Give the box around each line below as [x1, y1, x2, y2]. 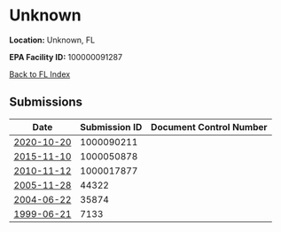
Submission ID [79, 120, 143, 133]
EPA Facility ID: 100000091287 [9, 51, 122, 62]
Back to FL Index [9, 68, 71, 80]
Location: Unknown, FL [9, 35, 96, 45]
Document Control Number [150, 120, 268, 133]
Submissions [9, 95, 82, 110]
